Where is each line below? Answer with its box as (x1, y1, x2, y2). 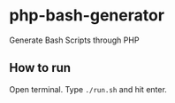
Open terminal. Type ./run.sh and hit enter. (9, 83, 168, 94)
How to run (9, 60, 72, 75)
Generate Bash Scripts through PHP (9, 35, 140, 45)
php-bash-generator (9, 5, 165, 26)
